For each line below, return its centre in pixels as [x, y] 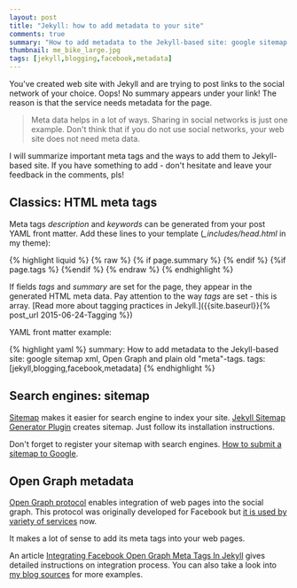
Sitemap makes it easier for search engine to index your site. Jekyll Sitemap [148, 417]
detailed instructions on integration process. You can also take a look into [143, 565]
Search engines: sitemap [80, 396]
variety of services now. [53, 521]
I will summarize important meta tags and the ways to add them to [130, 156]
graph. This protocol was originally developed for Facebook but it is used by [148, 512]
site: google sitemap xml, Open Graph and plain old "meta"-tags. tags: [137, 358]
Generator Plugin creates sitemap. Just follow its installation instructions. [142, 427]
